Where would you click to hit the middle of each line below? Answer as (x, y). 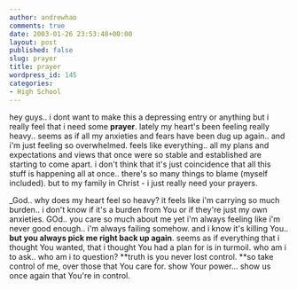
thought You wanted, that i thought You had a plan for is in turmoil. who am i (148, 247)
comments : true (37, 26)
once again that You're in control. (70, 275)
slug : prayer (33, 59)
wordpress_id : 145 (43, 75)
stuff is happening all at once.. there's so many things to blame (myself (139, 173)
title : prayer (35, 67)
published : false (41, 51)
